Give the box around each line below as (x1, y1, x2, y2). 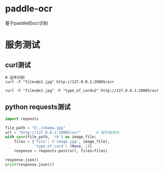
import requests (5, 116, 39, 121)
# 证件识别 (5, 75, 25, 80)
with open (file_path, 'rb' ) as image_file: (5, 135, 97, 140)
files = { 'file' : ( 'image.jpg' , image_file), (14, 139, 110, 144)
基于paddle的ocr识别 (5, 20, 48, 26)
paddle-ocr (5, 3, 53, 14)
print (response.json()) (5, 162, 55, 167)
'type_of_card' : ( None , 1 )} (34, 144, 92, 149)
